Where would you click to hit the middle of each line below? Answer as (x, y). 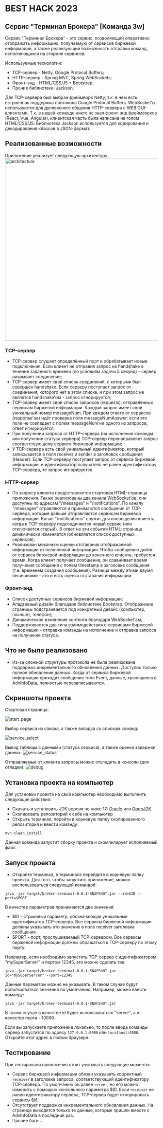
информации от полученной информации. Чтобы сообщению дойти (82, 550)
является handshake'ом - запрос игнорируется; (62, 398)
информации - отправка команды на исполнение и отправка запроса (84, 630)
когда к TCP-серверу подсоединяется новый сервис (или (72, 524)
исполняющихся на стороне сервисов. (45, 54)
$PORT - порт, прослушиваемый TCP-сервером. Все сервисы (77, 937)
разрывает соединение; (37, 377)
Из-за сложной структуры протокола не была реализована (74, 662)
